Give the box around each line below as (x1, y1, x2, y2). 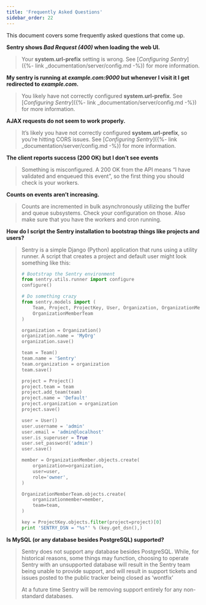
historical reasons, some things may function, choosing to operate (21, 554, 189, 561)
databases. (45, 592, 74, 599)
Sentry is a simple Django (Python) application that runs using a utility (21, 246, 198, 253)
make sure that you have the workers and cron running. (21, 215, 162, 223)
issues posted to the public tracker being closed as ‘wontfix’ (21, 574, 174, 581)
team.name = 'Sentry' (21, 355, 77, 361)
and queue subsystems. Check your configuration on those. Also (21, 209, 186, 217)
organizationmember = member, (32, 496, 104, 503)
